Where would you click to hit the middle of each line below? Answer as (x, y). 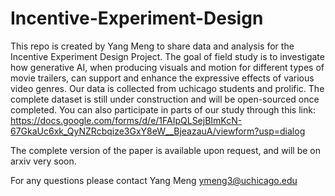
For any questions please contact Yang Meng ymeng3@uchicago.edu (154, 180)
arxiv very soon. (43, 161)
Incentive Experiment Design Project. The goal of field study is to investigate (167, 56)
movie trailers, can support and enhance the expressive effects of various (162, 78)
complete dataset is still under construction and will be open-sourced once (165, 99)
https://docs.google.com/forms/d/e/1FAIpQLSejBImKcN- (126, 120)
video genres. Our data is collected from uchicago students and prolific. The (167, 88)
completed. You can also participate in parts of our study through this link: (163, 109)
